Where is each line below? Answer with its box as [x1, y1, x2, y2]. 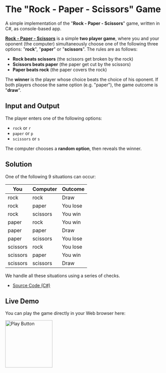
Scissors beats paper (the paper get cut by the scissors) [12, 61, 131, 67]
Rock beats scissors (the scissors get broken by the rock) [12, 56, 134, 62]
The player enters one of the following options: [5, 115, 102, 121]
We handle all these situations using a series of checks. [5, 273, 120, 279]
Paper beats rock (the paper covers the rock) [12, 67, 107, 73]
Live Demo [5, 297, 39, 305]
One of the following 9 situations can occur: [5, 173, 96, 180]
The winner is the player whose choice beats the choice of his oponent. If [5, 76, 158, 82]
